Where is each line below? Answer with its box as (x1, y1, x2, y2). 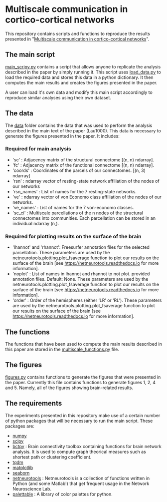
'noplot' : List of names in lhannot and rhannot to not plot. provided (12, 271, 150, 277)
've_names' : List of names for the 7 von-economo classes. (12, 204, 134, 210)
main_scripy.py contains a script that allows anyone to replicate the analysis (5, 63, 161, 69)
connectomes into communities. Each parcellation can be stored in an (12, 215, 156, 221)
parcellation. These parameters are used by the (12, 250, 110, 256)
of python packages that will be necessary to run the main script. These (5, 418, 153, 424)
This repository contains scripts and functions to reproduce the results (5, 30, 151, 36)
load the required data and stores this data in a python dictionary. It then (5, 74, 154, 80)
